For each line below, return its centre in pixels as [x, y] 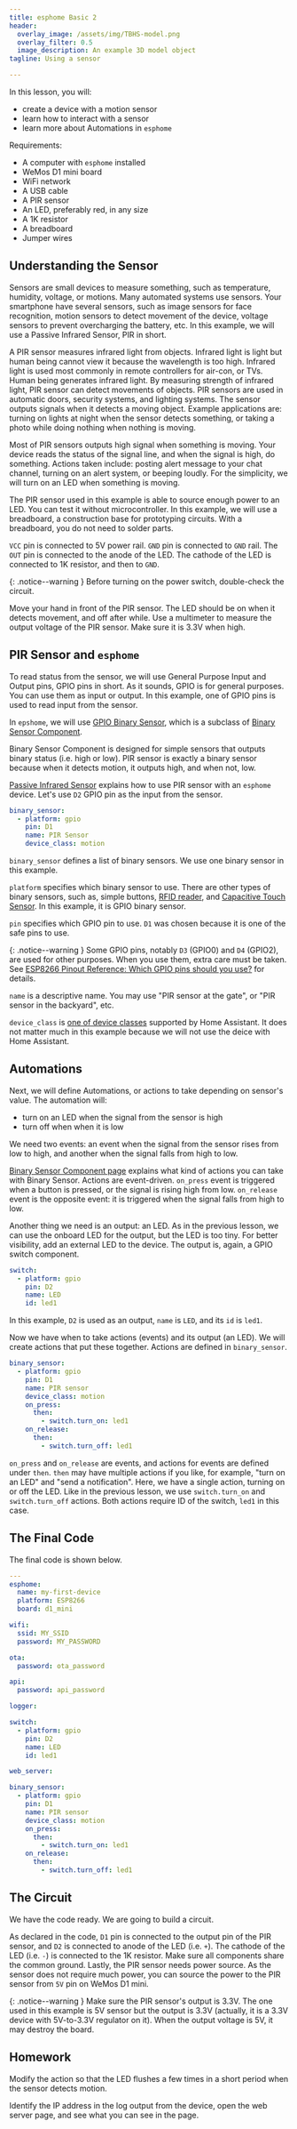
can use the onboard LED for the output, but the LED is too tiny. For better [144, 1235]
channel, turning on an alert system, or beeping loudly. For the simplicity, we [148, 473]
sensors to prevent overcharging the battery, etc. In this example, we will [142, 325]
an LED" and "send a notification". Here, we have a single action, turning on [147, 1482]
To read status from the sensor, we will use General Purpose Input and [138, 676]
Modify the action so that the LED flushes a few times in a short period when [149, 2078]
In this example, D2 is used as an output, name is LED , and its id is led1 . [136, 1321]
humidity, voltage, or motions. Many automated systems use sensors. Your [145, 297]
